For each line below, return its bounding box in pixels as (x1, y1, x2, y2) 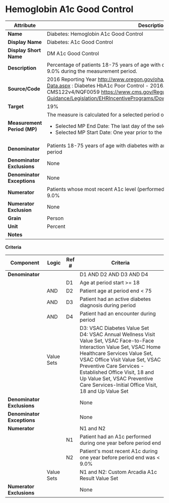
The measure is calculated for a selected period (47, 111, 160, 118)
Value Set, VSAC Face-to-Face (79, 337, 154, 344)
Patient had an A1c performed (79, 433, 151, 440)
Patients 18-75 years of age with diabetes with (47, 142, 159, 149)
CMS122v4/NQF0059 (47, 88, 100, 95)
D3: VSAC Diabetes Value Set (79, 324, 149, 331)
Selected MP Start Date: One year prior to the (55, 129, 162, 136)
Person (47, 215, 64, 222)
